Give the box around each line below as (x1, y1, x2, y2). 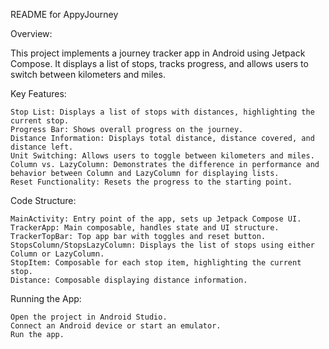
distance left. (10, 142, 74, 152)
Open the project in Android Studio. (10, 312, 168, 322)
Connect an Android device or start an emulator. (10, 321, 222, 331)
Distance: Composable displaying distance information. (10, 275, 248, 285)
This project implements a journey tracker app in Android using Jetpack (10, 47, 306, 59)
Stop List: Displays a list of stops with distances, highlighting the (10, 107, 315, 117)
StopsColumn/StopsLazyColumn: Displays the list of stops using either (10, 240, 315, 250)
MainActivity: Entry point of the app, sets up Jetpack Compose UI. (10, 214, 302, 224)
